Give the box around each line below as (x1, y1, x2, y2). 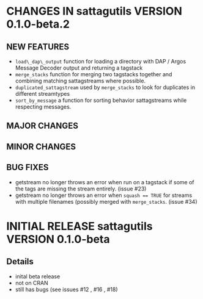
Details (6, 256, 34, 267)
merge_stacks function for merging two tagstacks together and (15, 71, 172, 77)
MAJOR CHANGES (6, 121, 78, 131)
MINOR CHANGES (6, 142, 76, 152)
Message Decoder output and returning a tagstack (15, 64, 143, 71)
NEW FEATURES (6, 41, 70, 52)
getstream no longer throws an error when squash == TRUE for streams (15, 191, 193, 199)
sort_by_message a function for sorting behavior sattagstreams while (15, 96, 187, 104)
